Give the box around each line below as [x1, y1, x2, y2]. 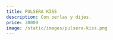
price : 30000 [6, 19, 39, 25]
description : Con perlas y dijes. [6, 14, 92, 20]
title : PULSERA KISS [6, 8, 58, 15]
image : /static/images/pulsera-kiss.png [6, 25, 108, 31]
